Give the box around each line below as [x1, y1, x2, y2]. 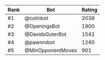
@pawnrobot [24, 39, 55, 46]
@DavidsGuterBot [24, 31, 67, 38]
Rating [81, 6, 98, 13]
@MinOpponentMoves [24, 47, 77, 54]
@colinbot [24, 15, 49, 21]
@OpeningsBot [24, 23, 60, 29]
